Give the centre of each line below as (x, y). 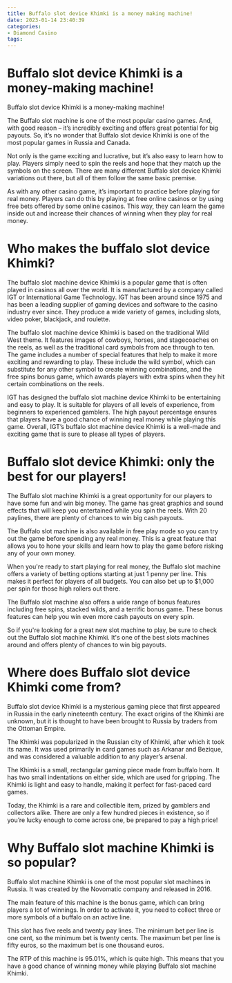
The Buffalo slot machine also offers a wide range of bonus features (104, 602)
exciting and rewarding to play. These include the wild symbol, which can (111, 362)
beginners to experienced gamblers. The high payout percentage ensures (112, 412)
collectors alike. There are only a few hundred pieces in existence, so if (108, 812)
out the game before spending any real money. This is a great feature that (112, 538)
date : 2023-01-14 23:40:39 (46, 20)
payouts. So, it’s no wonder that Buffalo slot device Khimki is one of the (108, 135)
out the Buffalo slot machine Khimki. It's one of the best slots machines (108, 637)
